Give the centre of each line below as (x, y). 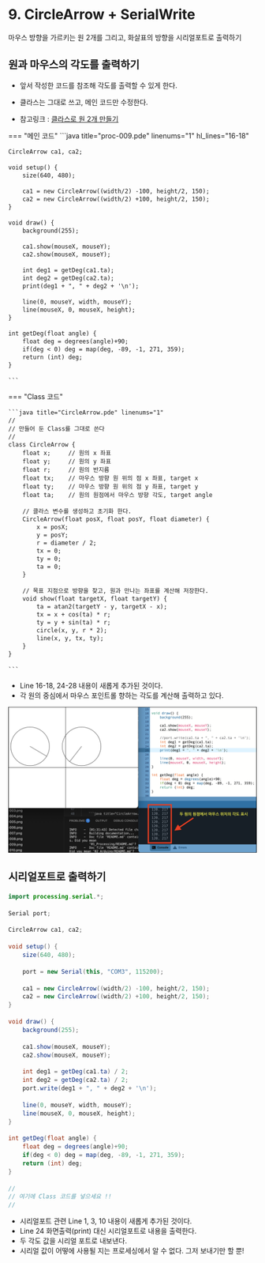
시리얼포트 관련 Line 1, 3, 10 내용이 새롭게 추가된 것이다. (106, 1221)
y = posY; (52, 535)
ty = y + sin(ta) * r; (74, 622)
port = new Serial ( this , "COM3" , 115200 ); (93, 971)
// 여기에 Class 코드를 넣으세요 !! (60, 1197)
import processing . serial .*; (56, 896)
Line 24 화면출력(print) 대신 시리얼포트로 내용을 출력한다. (108, 1231)
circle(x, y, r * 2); (72, 630)
